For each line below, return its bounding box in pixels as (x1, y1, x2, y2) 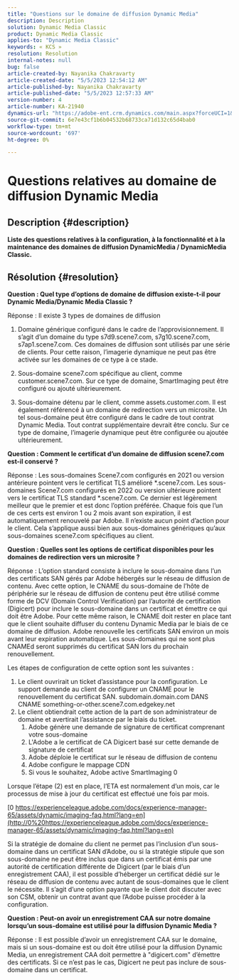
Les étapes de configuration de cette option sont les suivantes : (7, 663, 194, 673)
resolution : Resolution (7, 51, 78, 58)
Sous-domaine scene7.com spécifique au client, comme (17, 369, 183, 378)
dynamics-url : (7, 110, 50, 117)
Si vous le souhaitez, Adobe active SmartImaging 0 (28, 768, 178, 776)
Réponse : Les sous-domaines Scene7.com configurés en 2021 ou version (7, 471, 225, 480)
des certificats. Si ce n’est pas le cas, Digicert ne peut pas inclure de (7, 958, 208, 966)
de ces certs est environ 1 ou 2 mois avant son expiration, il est (7, 509, 192, 517)
